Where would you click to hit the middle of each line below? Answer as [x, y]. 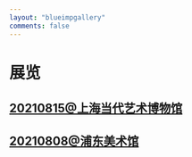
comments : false [39, 26]
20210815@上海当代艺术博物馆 [96, 108]
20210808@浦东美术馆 [74, 141]
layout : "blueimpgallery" [57, 17]
